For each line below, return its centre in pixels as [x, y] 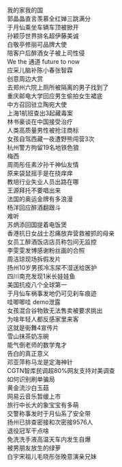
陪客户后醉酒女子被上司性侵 [46, 53]
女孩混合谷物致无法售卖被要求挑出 [55, 310]
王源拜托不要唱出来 [34, 190]
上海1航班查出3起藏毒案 [40, 113]
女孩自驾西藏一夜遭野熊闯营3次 [51, 139]
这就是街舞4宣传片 [33, 328]
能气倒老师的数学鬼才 [37, 345]
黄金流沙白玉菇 [28, 388]
